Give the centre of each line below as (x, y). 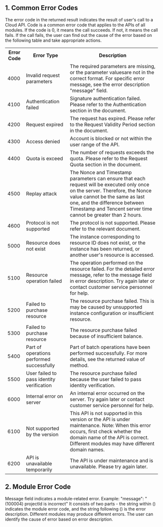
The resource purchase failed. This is (112, 301)
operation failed (44, 281)
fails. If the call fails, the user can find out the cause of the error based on (79, 35)
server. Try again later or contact (107, 399)
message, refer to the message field (111, 275)
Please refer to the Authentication (108, 104)
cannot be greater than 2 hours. (106, 214)
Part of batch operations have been (110, 347)
